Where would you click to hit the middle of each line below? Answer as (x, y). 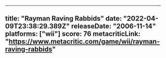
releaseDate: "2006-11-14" (114, 26)
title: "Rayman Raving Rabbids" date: (63, 18)
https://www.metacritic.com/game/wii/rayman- (84, 42)
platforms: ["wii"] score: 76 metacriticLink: (73, 34)
